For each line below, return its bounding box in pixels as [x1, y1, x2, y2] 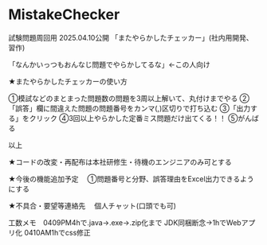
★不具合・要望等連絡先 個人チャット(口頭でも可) [8, 200, 177, 210]
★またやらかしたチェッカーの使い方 [8, 76, 128, 86]
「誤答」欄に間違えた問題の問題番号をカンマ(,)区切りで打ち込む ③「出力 [8, 103, 251, 113]
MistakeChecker [8, 6, 120, 24]
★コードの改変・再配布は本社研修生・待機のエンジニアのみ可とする [8, 157, 233, 166]
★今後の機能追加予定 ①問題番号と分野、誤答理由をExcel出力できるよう [8, 173, 255, 184]
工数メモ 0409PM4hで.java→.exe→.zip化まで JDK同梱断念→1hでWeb [8, 217, 241, 227]
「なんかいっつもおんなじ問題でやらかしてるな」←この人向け [8, 60, 210, 69]
